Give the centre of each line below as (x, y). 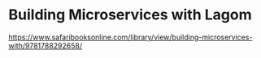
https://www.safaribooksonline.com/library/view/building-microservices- (130, 37)
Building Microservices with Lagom (130, 15)
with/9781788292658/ (46, 45)
